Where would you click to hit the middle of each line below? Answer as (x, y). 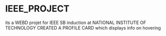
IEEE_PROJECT (37, 9)
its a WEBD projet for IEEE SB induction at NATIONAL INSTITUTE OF (76, 22)
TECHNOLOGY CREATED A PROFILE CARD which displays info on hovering (83, 27)
